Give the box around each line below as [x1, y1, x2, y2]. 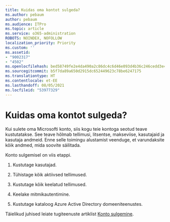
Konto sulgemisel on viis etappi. [5, 152, 72, 158]
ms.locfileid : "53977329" [5, 87, 60, 93]
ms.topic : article [5, 26, 44, 31]
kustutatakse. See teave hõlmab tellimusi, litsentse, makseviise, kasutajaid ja [5, 131, 164, 137]
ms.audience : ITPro [5, 21, 47, 27]
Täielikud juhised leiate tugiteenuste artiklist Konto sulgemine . [5, 211, 134, 217]
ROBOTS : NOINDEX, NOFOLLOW [5, 36, 62, 41]
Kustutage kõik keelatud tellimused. [12, 181, 87, 188]
